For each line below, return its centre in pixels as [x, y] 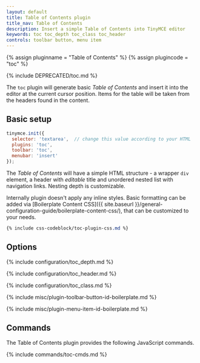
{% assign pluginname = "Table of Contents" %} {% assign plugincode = [97, 57]
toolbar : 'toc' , [32, 150]
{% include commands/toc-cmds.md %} [57, 354]
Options [22, 247]
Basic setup [29, 119]
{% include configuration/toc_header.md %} [62, 273]
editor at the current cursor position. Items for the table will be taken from [98, 94]
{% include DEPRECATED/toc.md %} [52, 76]
